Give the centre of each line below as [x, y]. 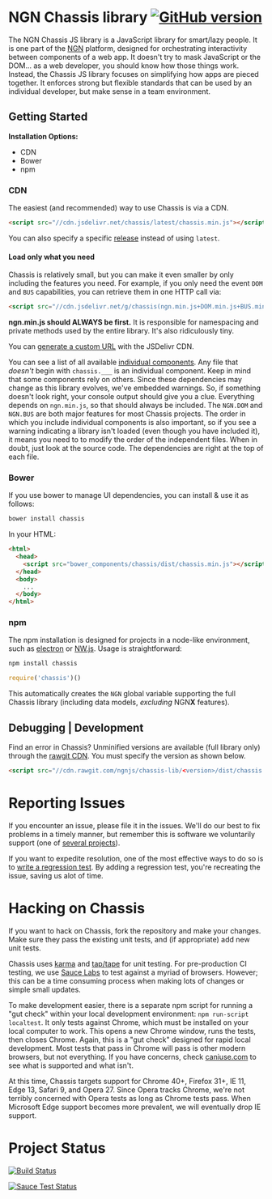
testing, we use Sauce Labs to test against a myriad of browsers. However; [133, 972]
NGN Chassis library [78, 17]
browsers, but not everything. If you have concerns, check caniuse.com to [132, 1057]
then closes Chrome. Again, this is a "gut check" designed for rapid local [130, 1040]
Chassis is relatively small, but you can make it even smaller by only [121, 274]
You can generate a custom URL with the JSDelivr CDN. [101, 347]
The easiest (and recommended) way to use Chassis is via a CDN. [119, 208]
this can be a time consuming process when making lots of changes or [126, 980]
